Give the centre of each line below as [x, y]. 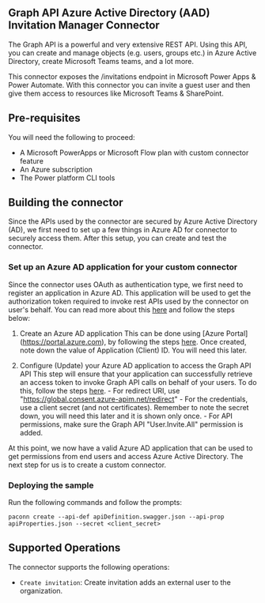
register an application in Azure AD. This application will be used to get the [130, 292]
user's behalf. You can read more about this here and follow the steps [121, 309]
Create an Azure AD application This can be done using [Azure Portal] [134, 333]
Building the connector [66, 203]
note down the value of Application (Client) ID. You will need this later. [133, 350]
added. [31, 432]
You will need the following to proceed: [72, 137]
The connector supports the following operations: [89, 567]
